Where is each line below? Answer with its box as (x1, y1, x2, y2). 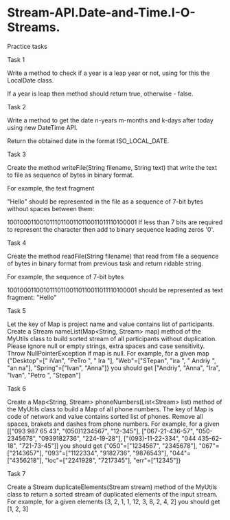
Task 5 (7, 306, 26, 314)
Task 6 (7, 384, 26, 393)
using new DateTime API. (7, 123, 78, 131)
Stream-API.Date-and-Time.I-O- (7, 5, 196, 21)
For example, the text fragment (7, 184, 95, 192)
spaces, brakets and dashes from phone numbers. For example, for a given (7, 420, 220, 428)
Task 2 (7, 102, 26, 111)
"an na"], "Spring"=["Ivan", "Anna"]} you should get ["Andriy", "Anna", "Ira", (7, 363, 220, 372)
